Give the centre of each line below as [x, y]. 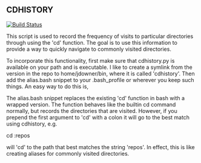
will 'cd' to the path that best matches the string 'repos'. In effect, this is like [100, 147]
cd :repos [18, 135]
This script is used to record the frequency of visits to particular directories [100, 36]
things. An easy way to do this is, [48, 86]
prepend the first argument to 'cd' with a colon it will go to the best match [98, 117]
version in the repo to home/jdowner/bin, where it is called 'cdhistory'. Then [100, 73]
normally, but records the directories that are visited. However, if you [92, 110]
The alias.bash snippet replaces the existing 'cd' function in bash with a [96, 98]
